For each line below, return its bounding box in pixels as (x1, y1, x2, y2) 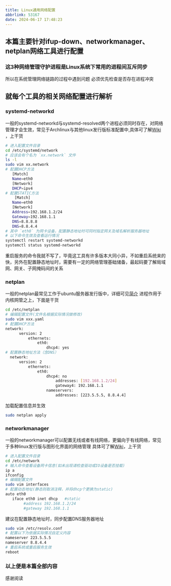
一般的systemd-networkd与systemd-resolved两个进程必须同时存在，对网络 (5, 120, 164, 126)
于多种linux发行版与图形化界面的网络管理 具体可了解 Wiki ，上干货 (5, 444, 141, 450)
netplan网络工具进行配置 (5, 46, 84, 55)
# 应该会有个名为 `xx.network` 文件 (5, 153, 76, 158)
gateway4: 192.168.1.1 (55, 383, 103, 388)
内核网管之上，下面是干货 (5, 297, 59, 303)
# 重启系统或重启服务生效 (5, 545, 52, 550)
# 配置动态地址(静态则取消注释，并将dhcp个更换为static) (5, 487, 113, 492)
